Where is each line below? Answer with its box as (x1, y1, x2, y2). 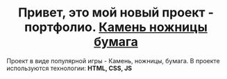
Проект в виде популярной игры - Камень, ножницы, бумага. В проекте (6, 56, 220, 65)
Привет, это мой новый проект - (17, 5, 215, 21)
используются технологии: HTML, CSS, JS (6, 64, 133, 72)
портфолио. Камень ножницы (24, 19, 208, 35)
